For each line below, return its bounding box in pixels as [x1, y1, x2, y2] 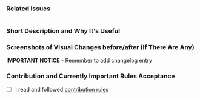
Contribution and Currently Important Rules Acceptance [6, 72, 175, 80]
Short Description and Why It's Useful [6, 27, 120, 35]
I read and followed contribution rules [15, 86, 109, 93]
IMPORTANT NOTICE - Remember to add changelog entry [6, 56, 153, 64]
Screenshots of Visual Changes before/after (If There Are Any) [6, 43, 195, 52]
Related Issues [6, 4, 50, 13]
